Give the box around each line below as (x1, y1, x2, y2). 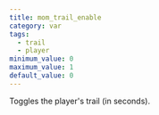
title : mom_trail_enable (9, 12, 102, 22)
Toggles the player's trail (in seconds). (9, 95, 150, 106)
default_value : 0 (9, 71, 74, 80)
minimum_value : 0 (9, 54, 74, 63)
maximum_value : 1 (9, 63, 74, 72)
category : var (9, 21, 63, 30)
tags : (9, 29, 29, 38)
